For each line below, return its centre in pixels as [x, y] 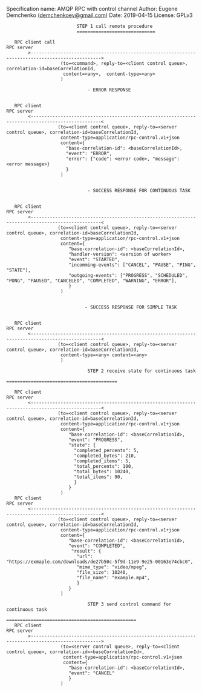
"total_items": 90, [98, 477]
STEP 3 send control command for [129, 604]
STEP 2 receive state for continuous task [142, 371]
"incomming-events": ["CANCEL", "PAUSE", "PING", [132, 265]
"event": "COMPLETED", [97, 546]
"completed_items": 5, [102, 461]
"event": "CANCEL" [92, 673]
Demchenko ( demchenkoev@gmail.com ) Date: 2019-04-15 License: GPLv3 [99, 15]
